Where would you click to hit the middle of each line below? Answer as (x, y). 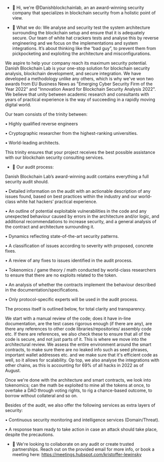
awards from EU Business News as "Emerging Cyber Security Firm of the (79, 84)
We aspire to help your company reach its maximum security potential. (76, 63)
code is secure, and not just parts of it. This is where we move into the (76, 339)
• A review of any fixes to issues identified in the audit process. (69, 260)
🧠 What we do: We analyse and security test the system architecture (81, 27)
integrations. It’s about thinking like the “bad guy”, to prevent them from (84, 48)
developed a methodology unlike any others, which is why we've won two (80, 79)
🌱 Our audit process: (33, 167)
